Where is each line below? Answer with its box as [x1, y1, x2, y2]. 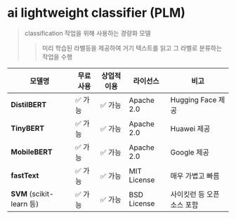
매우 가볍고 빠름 [170, 171, 220, 181]
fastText [11, 170, 39, 180]
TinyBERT [11, 123, 44, 133]
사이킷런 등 [170, 189, 205, 199]
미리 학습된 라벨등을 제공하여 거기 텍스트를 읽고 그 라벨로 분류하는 [41, 43, 223, 52]
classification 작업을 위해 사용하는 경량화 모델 [24, 29, 151, 37]
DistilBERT [11, 99, 47, 109]
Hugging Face [170, 94, 217, 104]
